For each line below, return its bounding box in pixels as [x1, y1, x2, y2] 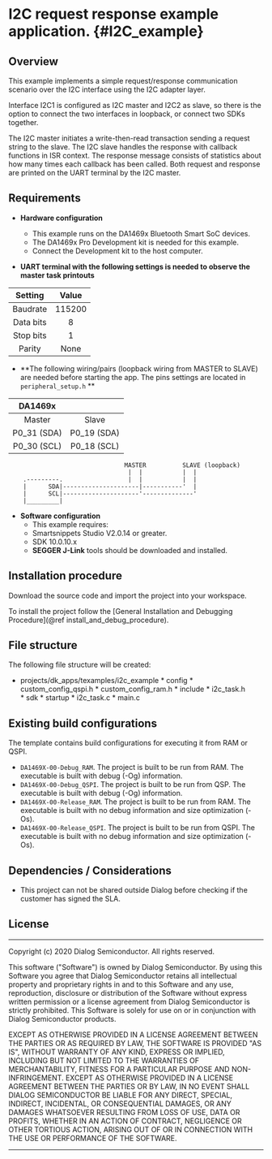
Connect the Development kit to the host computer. [32, 245, 204, 256]
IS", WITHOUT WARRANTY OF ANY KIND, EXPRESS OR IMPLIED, [8, 1047, 225, 1057]
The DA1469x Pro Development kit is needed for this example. [32, 237, 240, 247]
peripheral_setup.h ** [19, 381, 96, 391]
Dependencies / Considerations [8, 863, 172, 877]
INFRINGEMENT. [8, 1073, 64, 1083]
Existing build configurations [8, 716, 158, 730]
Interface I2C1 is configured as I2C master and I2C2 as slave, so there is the [8, 101, 261, 110]
